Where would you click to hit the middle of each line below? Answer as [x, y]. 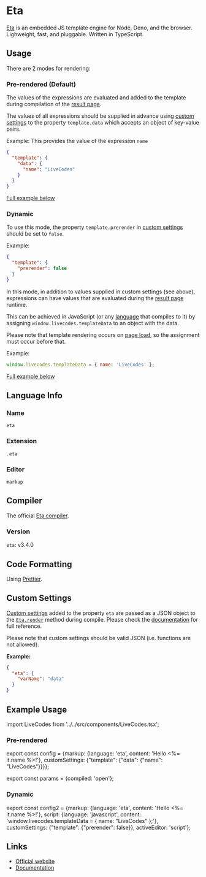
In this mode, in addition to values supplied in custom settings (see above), [101, 292]
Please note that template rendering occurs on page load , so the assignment [103, 334]
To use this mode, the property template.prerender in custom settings [95, 227]
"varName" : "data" [41, 679]
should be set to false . [35, 234]
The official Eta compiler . [38, 516]
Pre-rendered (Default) [41, 84]
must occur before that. [36, 341]
